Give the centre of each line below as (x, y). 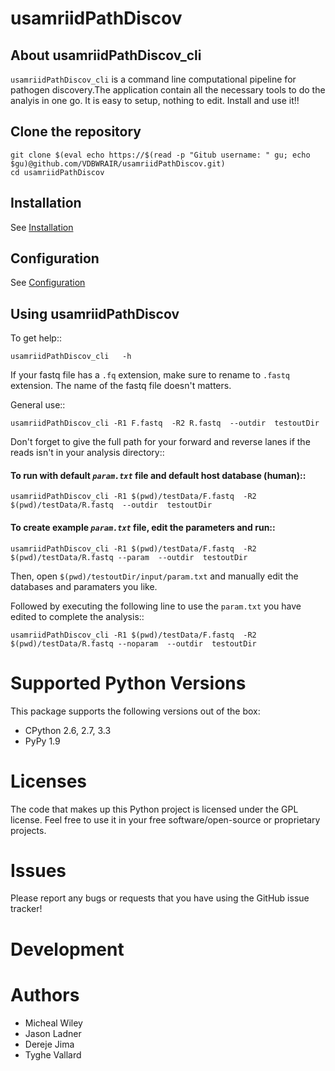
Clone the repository (76, 132)
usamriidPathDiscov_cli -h (71, 357)
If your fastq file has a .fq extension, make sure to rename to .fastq (150, 375)
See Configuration (48, 283)
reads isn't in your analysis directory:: (87, 453)
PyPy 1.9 (42, 741)
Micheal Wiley (53, 1023)
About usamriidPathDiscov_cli (106, 55)
